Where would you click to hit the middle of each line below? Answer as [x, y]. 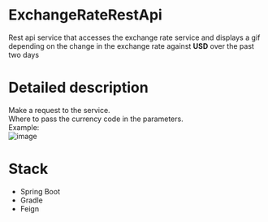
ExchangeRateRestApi [85, 15]
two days [24, 54]
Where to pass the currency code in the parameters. [96, 119]
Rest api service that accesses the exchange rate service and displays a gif [134, 37]
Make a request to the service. [60, 110]
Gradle [31, 200]
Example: [24, 127]
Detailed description [78, 88]
